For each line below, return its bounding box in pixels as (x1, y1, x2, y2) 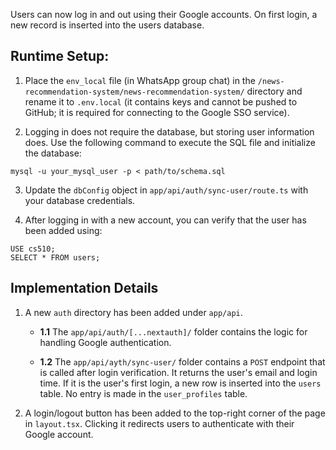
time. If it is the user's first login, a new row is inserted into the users (39, 377, 322, 389)
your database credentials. (24, 194, 136, 206)
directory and (246, 85, 303, 97)
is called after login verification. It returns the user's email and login (39, 366, 318, 378)
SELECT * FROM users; (10, 252, 101, 263)
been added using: (24, 224, 103, 236)
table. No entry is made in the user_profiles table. (39, 387, 248, 399)
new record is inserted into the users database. (10, 19, 205, 31)
